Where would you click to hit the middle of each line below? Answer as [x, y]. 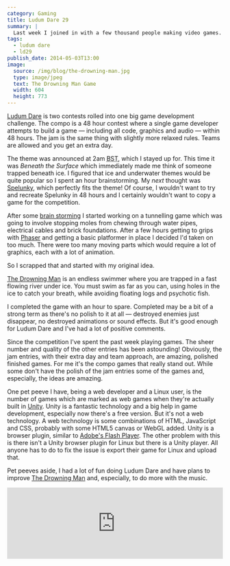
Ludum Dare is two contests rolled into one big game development [101, 116]
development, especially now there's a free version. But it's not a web [105, 414]
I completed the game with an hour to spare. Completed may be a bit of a [110, 307]
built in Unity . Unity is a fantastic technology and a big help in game [102, 406]
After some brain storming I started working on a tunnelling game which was [115, 216]
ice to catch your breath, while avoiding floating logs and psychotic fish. [108, 293]
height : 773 [30, 97]
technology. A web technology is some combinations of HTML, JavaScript [112, 421]
